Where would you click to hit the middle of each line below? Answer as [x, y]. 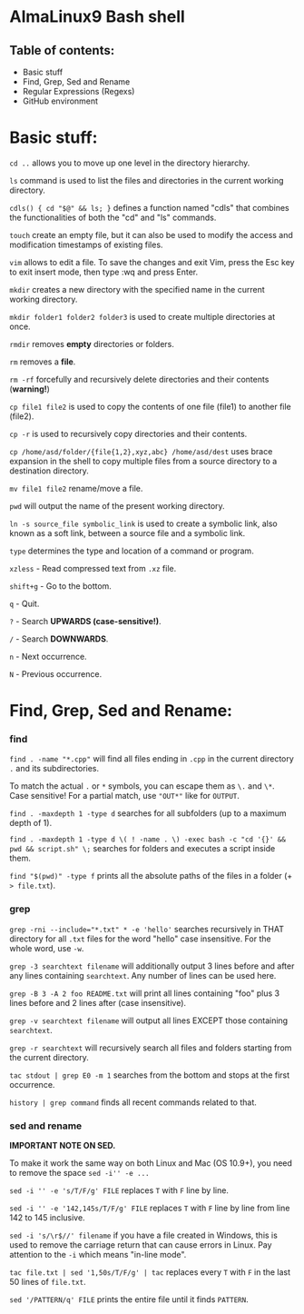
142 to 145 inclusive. [47, 1218]
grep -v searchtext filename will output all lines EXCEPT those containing [149, 1020]
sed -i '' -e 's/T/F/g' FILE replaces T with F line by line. [119, 1190]
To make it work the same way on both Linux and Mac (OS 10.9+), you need [151, 1163]
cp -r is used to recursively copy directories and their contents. [128, 433]
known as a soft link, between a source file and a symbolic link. [127, 533]
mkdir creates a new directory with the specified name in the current [137, 289]
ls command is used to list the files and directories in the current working [147, 180]
